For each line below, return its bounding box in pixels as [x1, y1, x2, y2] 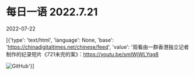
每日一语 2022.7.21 [6, 5, 98, 19]
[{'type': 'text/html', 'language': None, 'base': [6, 36, 114, 43]
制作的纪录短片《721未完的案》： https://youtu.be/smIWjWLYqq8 [6, 50, 159, 57]
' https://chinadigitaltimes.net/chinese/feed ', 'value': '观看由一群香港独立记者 [6, 43, 189, 50]
